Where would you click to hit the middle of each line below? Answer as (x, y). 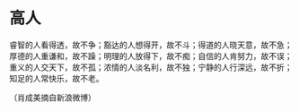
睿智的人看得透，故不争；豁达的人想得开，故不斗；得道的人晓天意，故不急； (151, 45)
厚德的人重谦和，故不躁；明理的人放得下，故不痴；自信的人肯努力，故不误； (151, 55)
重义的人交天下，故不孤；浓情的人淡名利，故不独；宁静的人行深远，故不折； (151, 67)
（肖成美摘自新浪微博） (53, 97)
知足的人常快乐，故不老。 (57, 78)
